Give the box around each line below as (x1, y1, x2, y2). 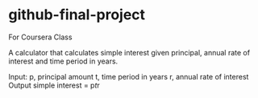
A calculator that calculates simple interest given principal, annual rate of (8, 47, 251, 57)
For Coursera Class (8, 32, 73, 42)
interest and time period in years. (8, 56, 119, 66)
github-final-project (8, 6, 146, 24)
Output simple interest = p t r (8, 80, 101, 90)
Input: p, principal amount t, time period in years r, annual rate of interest (8, 71, 249, 81)
